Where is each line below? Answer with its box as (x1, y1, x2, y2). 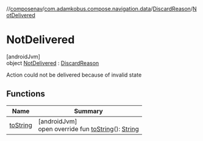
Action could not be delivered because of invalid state (6, 71, 142, 78)
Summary (74, 106, 104, 115)
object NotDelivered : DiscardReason (6, 59, 99, 66)
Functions (6, 89, 46, 99)
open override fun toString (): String (38, 125, 139, 133)
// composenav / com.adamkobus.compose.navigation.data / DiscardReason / (6, 5, 193, 12)
